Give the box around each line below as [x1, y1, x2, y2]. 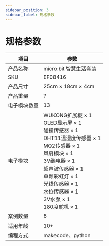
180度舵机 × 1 [43, 203, 78, 210]
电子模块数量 [8, 102, 39, 110]
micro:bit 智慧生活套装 [43, 65, 97, 72]
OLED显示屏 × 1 [43, 119, 82, 126]
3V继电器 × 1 [43, 157, 75, 165]
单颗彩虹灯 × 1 [43, 173, 79, 180]
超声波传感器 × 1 [43, 165, 84, 172]
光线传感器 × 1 [43, 180, 79, 187]
